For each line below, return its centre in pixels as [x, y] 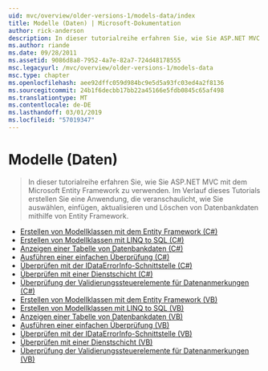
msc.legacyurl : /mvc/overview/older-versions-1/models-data [111, 68]
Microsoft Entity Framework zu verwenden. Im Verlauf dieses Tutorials [144, 190]
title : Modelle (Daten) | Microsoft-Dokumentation [95, 23]
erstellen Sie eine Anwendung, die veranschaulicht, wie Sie [126, 199]
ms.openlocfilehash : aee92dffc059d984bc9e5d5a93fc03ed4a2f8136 [116, 83]
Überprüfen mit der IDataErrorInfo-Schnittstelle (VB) [106, 333]
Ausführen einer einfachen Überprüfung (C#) [95, 256]
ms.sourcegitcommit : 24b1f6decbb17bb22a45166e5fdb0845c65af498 [116, 90]
